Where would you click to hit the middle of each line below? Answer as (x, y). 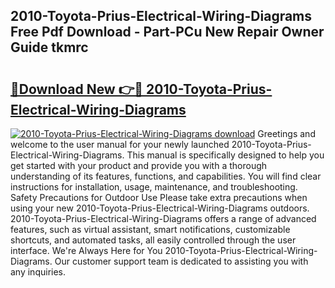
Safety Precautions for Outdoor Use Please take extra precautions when (159, 197)
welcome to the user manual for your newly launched (120, 144)
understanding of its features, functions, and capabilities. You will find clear (166, 176)
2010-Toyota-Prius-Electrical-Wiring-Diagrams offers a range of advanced (163, 218)
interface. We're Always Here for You (86, 250)
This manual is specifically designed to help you (225, 155)
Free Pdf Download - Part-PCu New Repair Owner (167, 32)
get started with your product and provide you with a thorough (139, 165)
